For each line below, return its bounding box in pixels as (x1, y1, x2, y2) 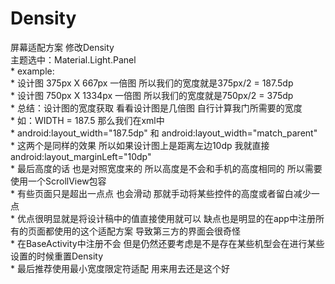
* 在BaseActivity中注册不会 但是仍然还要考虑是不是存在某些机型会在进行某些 (10, 237, 325, 249)
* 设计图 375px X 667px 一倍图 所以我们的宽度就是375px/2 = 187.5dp (10, 77, 294, 89)
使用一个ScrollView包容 (10, 175, 107, 187)
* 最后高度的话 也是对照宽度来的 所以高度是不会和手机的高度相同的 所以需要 (10, 162, 323, 174)
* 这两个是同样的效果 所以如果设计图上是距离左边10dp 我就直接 (10, 139, 270, 151)
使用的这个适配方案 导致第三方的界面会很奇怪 (53, 225, 241, 237)
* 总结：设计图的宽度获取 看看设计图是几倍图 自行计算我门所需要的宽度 (10, 102, 303, 114)
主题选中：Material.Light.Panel (10, 53, 137, 66)
